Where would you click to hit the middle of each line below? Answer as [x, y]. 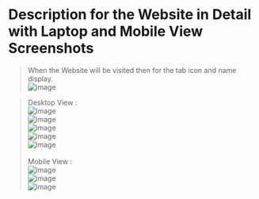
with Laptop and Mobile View [106, 31]
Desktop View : [52, 102]
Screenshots [51, 48]
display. [40, 78]
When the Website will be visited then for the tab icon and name [132, 70]
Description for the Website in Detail [130, 15]
